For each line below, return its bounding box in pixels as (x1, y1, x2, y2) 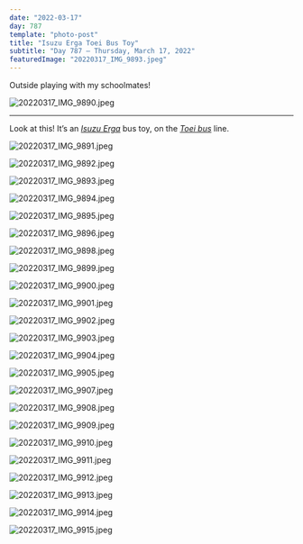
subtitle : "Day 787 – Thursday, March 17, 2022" (9, 47, 196, 56)
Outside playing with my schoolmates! (9, 80, 151, 90)
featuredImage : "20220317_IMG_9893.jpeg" (9, 55, 168, 64)
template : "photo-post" (9, 30, 99, 39)
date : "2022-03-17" (9, 13, 83, 23)
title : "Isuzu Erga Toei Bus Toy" (9, 38, 140, 48)
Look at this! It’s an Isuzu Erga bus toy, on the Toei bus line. (9, 123, 230, 133)
